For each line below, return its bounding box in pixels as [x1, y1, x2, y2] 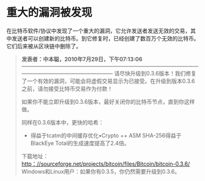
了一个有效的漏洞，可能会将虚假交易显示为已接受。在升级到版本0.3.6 [21, 77, 195, 85]
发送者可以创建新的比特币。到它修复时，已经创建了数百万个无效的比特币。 [11, 34, 199, 42]
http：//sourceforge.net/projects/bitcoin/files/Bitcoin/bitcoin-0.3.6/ [21, 160, 190, 168]
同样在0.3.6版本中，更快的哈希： [21, 118, 104, 126]
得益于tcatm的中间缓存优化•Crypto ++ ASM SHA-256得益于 [30, 131, 182, 139]
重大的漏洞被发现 [6, 6, 93, 20]
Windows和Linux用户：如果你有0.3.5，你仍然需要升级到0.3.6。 [21, 168, 181, 175]
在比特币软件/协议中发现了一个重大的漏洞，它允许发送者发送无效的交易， [6, 27, 191, 34]
